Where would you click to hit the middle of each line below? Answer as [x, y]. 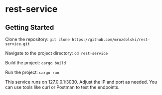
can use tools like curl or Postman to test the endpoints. [62, 87]
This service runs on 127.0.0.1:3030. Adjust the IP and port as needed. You [81, 82]
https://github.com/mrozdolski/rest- [111, 40]
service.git [17, 44]
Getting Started [30, 27]
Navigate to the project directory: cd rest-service [57, 53]
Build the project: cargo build [36, 63]
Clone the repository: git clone [37, 39]
